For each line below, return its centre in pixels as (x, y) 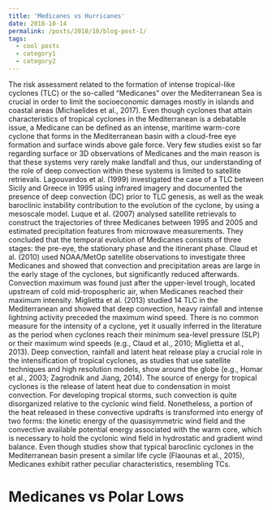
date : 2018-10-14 (38, 24)
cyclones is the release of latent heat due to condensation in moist (119, 386)
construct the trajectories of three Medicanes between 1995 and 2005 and (133, 222)
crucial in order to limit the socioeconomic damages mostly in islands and (131, 102)
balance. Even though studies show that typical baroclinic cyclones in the (131, 447)
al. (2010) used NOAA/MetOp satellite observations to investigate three (127, 257)
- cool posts (38, 46)
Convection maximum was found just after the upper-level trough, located (132, 283)
